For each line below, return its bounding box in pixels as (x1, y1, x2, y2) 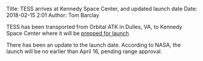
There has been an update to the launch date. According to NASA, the (6, 42, 181, 48)
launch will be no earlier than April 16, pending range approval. (6, 48, 162, 55)
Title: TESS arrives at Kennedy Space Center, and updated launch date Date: (6, 5, 198, 12)
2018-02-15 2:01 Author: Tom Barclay (6, 11, 99, 19)
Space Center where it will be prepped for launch (6, 30, 129, 37)
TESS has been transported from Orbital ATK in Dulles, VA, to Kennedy (6, 24, 183, 30)
